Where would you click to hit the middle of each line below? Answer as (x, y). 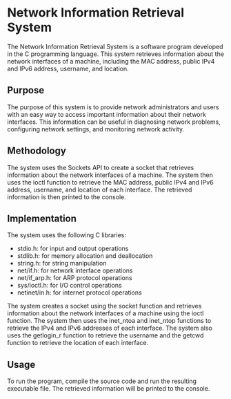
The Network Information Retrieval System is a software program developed (115, 46)
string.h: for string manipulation (62, 263)
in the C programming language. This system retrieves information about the (115, 54)
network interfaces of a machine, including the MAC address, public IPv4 (111, 61)
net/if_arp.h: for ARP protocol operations (74, 278)
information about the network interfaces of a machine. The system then (110, 175)
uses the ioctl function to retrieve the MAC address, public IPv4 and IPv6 (110, 182)
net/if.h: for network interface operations (75, 270)
